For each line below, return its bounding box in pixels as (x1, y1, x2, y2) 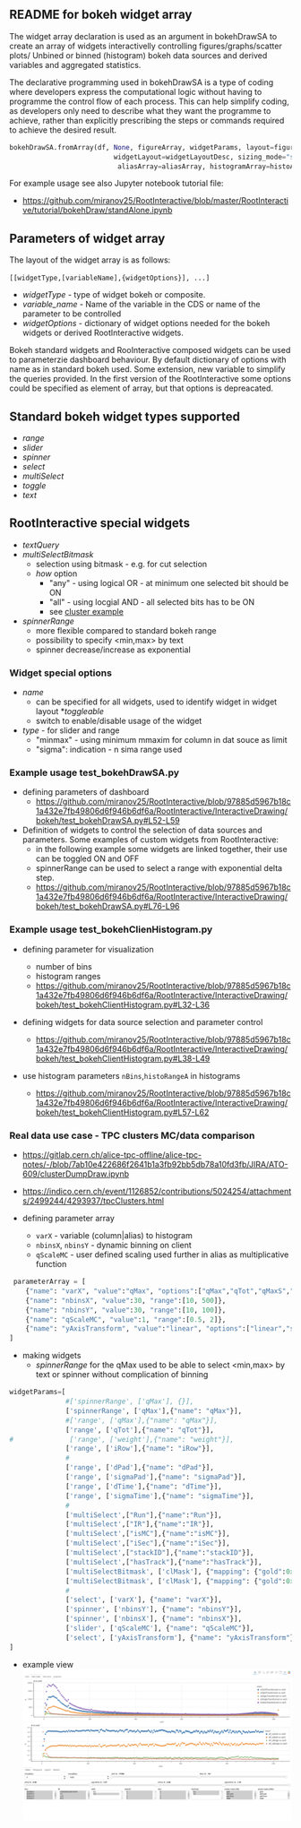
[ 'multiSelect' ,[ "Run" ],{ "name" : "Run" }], (65, 1510, 222, 1520)
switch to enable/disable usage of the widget (35, 716, 202, 727)
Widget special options (9, 667, 112, 679)
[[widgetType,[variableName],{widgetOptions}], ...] (9, 273, 211, 283)
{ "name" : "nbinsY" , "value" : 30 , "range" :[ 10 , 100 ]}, (25, 1306, 227, 1315)
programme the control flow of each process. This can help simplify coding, (9, 96, 289, 107)
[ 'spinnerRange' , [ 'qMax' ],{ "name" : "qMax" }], (65, 1406, 243, 1415)
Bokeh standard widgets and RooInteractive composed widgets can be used (9, 345, 291, 356)
